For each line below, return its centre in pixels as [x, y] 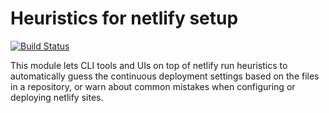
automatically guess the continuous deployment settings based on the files [165, 76]
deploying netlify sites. [57, 97]
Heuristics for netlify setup [124, 18]
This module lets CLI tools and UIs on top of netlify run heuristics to [149, 65]
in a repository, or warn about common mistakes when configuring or [153, 86]
